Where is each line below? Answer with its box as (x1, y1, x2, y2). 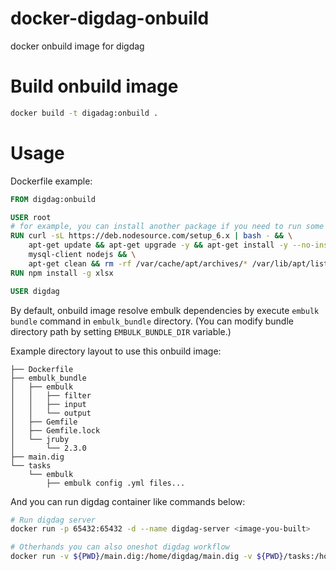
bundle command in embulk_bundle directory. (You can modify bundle (10, 315, 294, 327)
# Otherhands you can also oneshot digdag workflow (10, 542, 230, 552)
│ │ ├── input (10, 399, 87, 409)
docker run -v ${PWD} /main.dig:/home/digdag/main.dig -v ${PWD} (10, 552, 284, 562)
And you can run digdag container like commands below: (10, 495, 246, 507)
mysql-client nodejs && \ (28, 250, 137, 260)
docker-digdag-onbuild (10, 7, 210, 30)
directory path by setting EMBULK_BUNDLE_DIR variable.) (10, 325, 232, 337)
